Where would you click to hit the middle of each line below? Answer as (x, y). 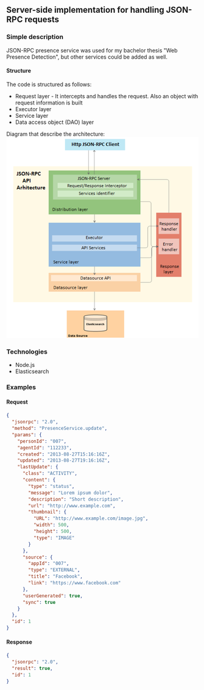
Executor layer (33, 109)
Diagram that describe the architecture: (56, 134)
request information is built (49, 103)
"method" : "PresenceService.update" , (60, 429)
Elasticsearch (32, 371)
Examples (21, 387)
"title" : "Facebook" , (56, 576)
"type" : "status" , (51, 486)
